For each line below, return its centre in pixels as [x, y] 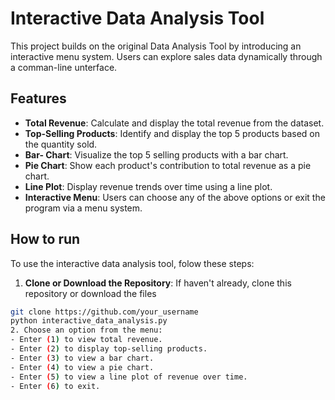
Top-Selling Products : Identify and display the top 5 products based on [172, 133]
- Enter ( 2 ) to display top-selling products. [109, 349]
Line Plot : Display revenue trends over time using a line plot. [148, 186]
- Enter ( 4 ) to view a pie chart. [82, 367]
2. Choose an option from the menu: [86, 330]
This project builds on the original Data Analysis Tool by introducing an [156, 46]
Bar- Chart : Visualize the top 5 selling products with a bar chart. [156, 154]
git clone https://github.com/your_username [104, 312]
